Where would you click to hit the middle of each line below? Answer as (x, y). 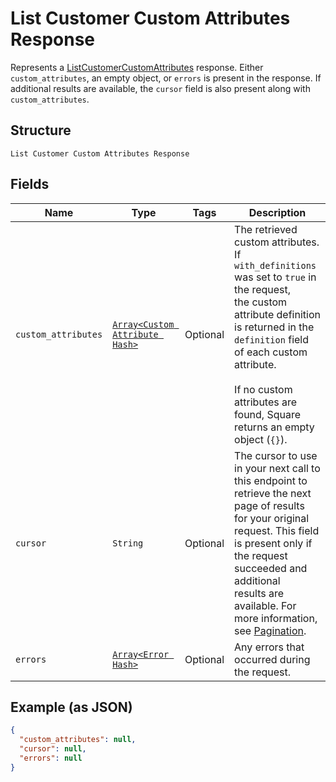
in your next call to (277, 468)
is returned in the (274, 327)
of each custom (271, 352)
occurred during (272, 659)
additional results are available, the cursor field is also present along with (160, 88)
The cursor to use (276, 455)
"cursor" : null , (53, 749)
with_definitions (275, 265)
